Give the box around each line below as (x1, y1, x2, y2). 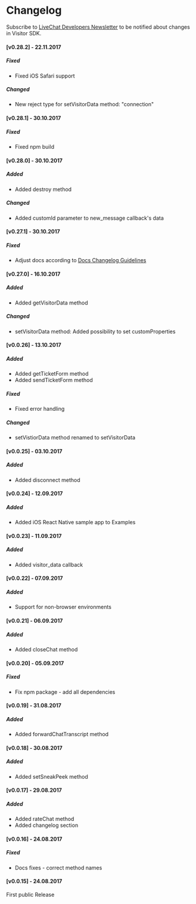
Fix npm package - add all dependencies (14, 688, 116, 696)
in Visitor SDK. (6, 29, 42, 36)
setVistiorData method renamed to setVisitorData (14, 434, 136, 441)
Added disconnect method (14, 476, 80, 484)
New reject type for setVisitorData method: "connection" (14, 101, 154, 108)
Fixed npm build (14, 143, 55, 150)
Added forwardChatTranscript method (14, 731, 109, 738)
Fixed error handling (14, 405, 65, 413)
